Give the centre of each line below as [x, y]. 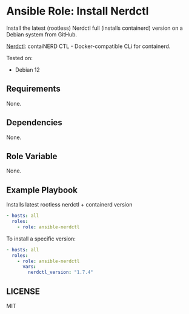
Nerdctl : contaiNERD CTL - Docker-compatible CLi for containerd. [88, 46]
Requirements [33, 89]
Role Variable [32, 156]
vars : [29, 267]
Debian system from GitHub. [42, 34]
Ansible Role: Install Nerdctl [78, 11]
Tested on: [20, 58]
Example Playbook [42, 190]
